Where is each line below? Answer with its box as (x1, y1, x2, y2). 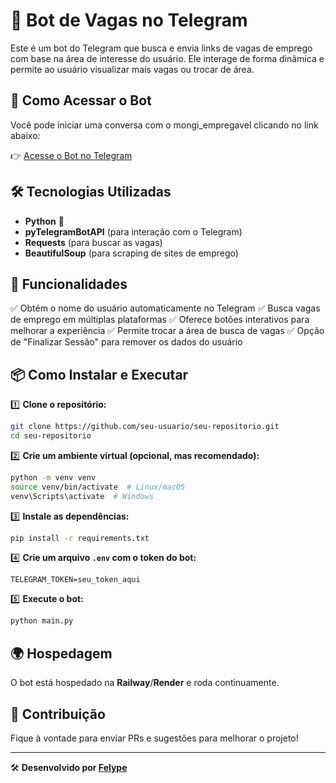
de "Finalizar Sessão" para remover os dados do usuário (10, 336, 243, 348)
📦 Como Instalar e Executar (10, 366, 189, 383)
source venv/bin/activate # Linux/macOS (10, 482, 186, 492)
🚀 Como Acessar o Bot (10, 92, 152, 109)
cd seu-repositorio (10, 431, 92, 441)
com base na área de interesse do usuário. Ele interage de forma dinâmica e (10, 52, 325, 64)
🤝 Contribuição (10, 705, 106, 723)
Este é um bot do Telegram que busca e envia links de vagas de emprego (10, 42, 313, 54)
